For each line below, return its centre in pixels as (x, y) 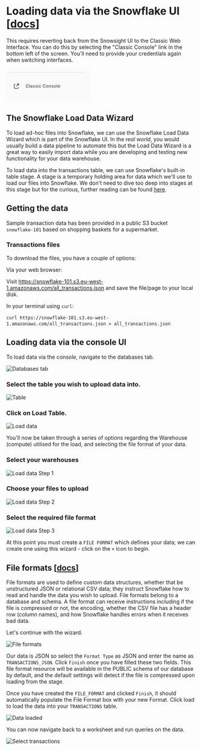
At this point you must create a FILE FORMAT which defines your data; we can (101, 542)
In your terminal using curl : (40, 306)
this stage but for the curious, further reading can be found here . (86, 189)
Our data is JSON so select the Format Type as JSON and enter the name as (100, 656)
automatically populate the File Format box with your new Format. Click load (100, 699)
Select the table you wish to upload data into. (73, 384)
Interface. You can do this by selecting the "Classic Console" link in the (94, 47)
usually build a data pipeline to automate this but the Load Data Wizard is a (99, 146)
